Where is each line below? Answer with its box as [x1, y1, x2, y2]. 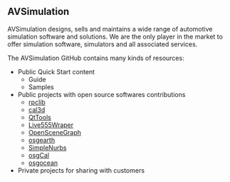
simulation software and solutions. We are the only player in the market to [7, 32, 223, 41]
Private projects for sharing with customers [17, 166, 145, 174]
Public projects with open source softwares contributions [17, 90, 186, 98]
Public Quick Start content [17, 67, 95, 76]
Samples [28, 82, 55, 91]
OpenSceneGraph [28, 128, 82, 136]
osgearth [28, 136, 56, 144]
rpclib [28, 98, 46, 106]
